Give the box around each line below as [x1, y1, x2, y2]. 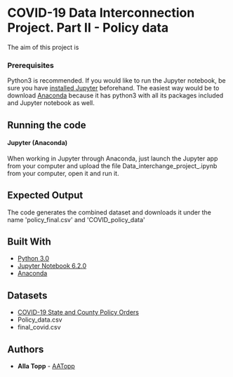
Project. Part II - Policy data [7, 20, 169, 36]
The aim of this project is [7, 43, 79, 51]
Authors [7, 343, 44, 355]
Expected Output [7, 189, 84, 201]
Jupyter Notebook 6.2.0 [17, 261, 87, 270]
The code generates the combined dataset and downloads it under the [7, 208, 212, 217]
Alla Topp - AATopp [17, 362, 75, 371]
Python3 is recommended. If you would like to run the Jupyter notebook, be [7, 76, 226, 85]
